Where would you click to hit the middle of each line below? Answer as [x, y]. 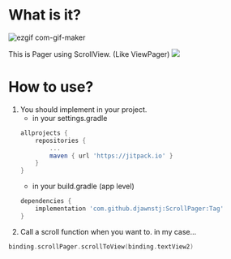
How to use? [51, 87]
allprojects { [44, 133]
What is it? [45, 15]
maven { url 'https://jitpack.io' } [111, 156]
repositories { [61, 140]
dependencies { [46, 201]
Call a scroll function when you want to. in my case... [108, 231]
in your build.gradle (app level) [83, 186]
